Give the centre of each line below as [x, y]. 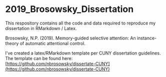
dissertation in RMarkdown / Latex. [41, 28]
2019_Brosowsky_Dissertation [69, 9]
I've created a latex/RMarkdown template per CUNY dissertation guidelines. [83, 53]
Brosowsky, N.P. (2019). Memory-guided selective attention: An [70, 38]
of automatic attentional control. [53, 43]
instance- [147, 38]
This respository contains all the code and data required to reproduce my [80, 23]
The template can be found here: [39, 58]
